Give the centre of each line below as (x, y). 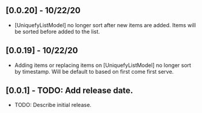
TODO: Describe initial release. (53, 105)
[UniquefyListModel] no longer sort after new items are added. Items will (105, 25)
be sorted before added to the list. (57, 31)
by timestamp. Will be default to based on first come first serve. (94, 71)
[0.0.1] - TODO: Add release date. (69, 91)
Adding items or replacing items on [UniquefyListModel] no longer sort (103, 65)
